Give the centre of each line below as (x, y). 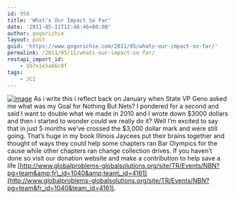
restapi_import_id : (36, 60)
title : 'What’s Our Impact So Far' (59, 20)
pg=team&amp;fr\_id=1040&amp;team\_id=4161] (77, 173)
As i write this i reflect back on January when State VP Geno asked (130, 99)
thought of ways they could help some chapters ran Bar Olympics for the (112, 144)
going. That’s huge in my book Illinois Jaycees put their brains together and (116, 136)
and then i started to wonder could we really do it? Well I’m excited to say (113, 121)
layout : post (26, 40)
